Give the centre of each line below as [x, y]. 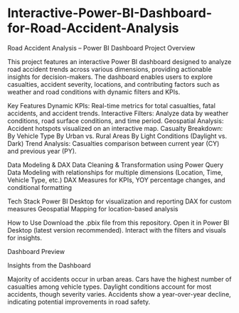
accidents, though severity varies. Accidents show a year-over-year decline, [119, 294]
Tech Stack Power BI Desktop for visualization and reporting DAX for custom [119, 201]
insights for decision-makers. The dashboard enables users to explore [110, 77]
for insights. [25, 238]
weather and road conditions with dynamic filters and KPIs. [94, 92]
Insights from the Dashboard [49, 265]
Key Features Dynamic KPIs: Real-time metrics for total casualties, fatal [111, 105]
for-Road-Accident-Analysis [93, 28]
